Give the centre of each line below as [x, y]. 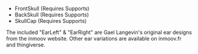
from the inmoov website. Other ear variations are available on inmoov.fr [94, 38]
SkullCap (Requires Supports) [51, 21]
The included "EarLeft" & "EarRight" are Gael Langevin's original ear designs [99, 32]
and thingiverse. [26, 45]
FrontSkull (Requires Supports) [52, 9]
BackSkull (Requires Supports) [52, 15]
